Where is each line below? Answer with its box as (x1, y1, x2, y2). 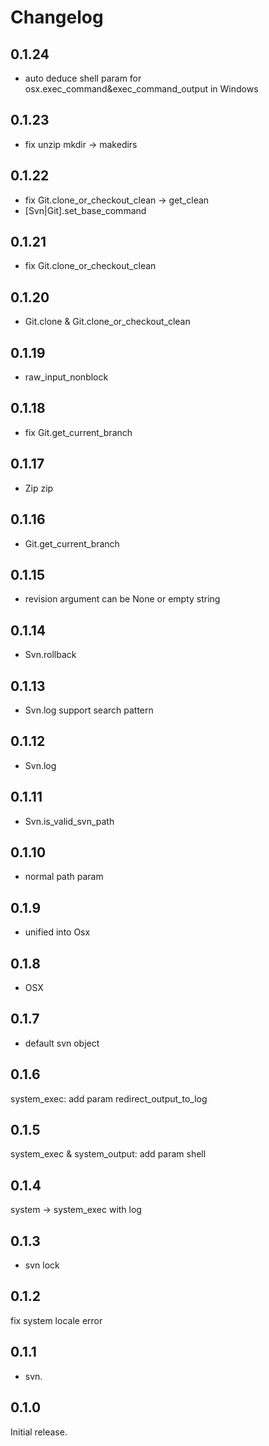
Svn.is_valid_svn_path (24, 815, 115, 827)
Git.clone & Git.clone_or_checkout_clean (24, 316, 191, 328)
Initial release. (10, 1426, 68, 1438)
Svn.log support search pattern (24, 704, 154, 716)
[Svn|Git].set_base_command (24, 204, 147, 216)
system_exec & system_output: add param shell (10, 1148, 207, 1160)
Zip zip (24, 482, 54, 494)
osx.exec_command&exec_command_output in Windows (24, 83, 259, 95)
